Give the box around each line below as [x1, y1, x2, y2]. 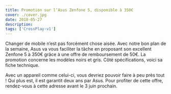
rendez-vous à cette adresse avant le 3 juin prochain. [5, 83, 117, 89]
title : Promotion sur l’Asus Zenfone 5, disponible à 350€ [5, 7, 134, 13]
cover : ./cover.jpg [5, 12, 47, 17]
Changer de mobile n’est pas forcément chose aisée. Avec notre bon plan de [5, 40, 166, 46]
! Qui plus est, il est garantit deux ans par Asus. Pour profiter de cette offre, [5, 78, 163, 84]
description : [5, 21, 33, 27]
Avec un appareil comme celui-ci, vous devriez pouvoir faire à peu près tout [5, 72, 165, 78]
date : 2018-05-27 [5, 17, 42, 22]
